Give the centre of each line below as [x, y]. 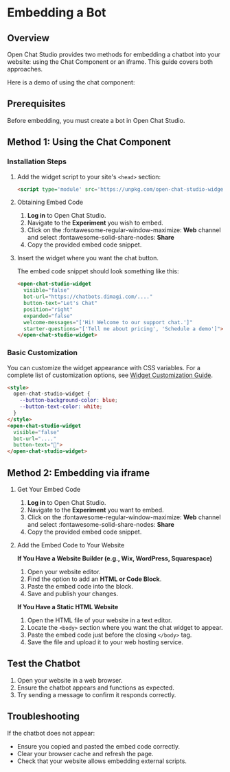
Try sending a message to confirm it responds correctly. [96, 694]
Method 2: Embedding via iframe [78, 473]
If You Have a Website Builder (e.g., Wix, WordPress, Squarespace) [115, 558]
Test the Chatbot [44, 664]
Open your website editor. [64, 571]
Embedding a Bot [57, 13]
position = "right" [48, 309]
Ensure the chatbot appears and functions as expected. [96, 688]
